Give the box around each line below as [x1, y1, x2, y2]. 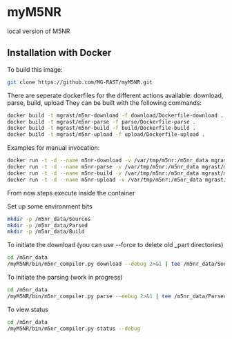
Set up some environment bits [7, 202, 93, 211]
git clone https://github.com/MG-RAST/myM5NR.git [7, 79, 153, 86]
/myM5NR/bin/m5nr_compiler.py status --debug [7, 325, 140, 332]
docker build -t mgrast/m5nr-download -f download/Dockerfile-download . [7, 112, 224, 119]
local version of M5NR [7, 27, 70, 35]
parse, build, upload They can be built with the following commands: [7, 98, 202, 107]
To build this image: [7, 65, 64, 73]
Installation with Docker [7, 47, 112, 59]
